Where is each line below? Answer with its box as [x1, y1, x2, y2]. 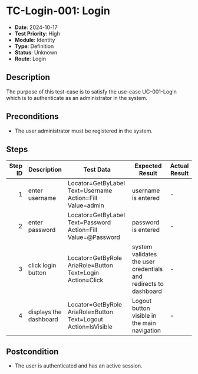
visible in [131, 312, 157, 320]
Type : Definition [14, 43, 54, 50]
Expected [134, 162, 162, 170]
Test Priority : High [14, 30, 60, 37]
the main [131, 319, 156, 327]
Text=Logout [67, 315, 103, 324]
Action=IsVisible [67, 323, 113, 331]
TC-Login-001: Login [6, 4, 110, 18]
